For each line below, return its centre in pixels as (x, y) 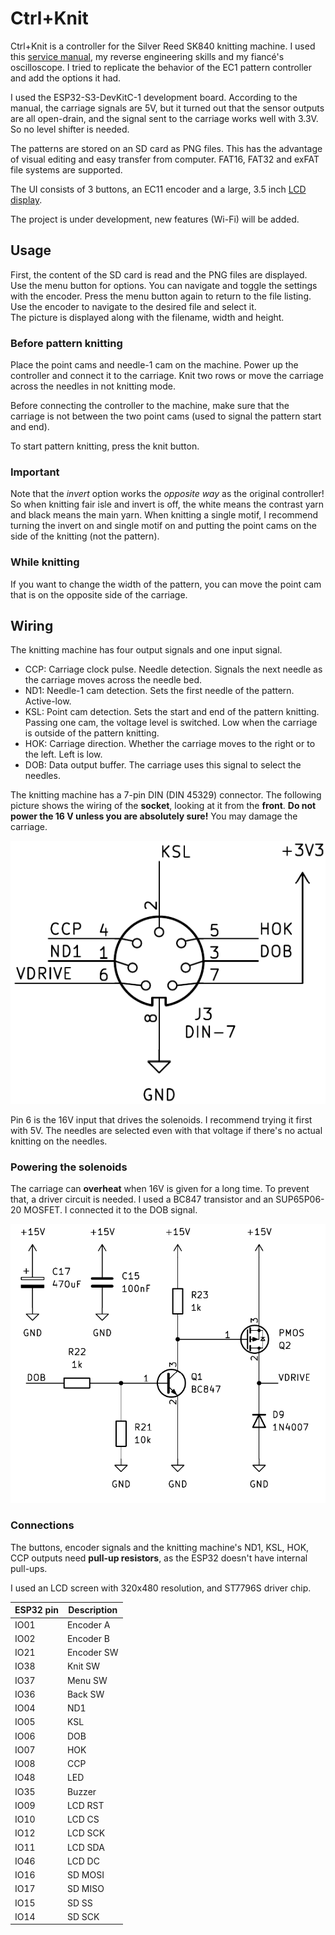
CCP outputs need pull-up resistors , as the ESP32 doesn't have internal (159, 1558)
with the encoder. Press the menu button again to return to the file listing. (161, 296)
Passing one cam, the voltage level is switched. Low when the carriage (171, 723)
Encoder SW (92, 1653)
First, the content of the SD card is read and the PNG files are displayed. (159, 274)
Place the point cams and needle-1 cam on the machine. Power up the (154, 365)
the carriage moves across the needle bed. (113, 680)
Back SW (85, 1694)
